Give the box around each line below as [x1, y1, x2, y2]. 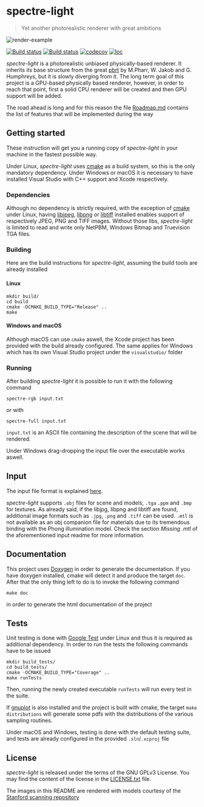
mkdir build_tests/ [6, 659, 56, 665]
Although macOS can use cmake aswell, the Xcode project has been [6, 335, 175, 343]
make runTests [6, 675, 42, 681]
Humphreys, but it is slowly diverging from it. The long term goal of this [6, 72, 184, 80]
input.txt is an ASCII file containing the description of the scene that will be [6, 429, 197, 436]
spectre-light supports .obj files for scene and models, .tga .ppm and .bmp [6, 499, 192, 506]
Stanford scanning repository [6, 794, 80, 801]
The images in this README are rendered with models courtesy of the [6, 787, 181, 795]
